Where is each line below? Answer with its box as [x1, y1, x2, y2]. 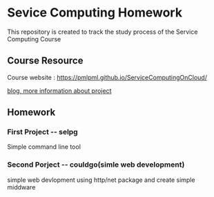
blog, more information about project [7, 86, 112, 94]
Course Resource [7, 55, 84, 67]
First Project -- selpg [7, 127, 78, 137]
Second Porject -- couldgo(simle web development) [7, 160, 185, 169]
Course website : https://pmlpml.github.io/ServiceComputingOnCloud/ [7, 73, 207, 81]
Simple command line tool [7, 143, 81, 151]
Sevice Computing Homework [7, 5, 183, 21]
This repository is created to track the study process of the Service [7, 28, 198, 36]
